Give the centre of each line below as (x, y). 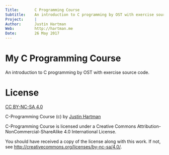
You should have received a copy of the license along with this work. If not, (83, 141)
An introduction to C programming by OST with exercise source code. (77, 72)
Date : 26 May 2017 (32, 33)
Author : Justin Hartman (36, 24)
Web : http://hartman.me (39, 29)
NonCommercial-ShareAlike (34, 131)
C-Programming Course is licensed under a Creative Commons (71, 126)
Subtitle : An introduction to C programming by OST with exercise (80, 15)
